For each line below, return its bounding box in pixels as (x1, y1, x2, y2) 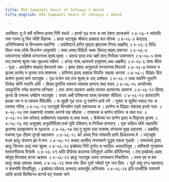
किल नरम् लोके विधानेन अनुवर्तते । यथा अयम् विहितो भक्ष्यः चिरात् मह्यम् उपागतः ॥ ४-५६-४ (5, 47, 148, 53)
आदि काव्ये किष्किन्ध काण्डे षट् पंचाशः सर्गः (5, 171, 70, 177)
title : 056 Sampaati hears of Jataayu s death (5, 7, 104, 13)
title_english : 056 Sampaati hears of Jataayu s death (5, 12, 122, 17)
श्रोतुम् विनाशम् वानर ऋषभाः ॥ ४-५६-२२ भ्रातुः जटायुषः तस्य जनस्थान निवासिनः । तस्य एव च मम (5, 154, 156, 160)
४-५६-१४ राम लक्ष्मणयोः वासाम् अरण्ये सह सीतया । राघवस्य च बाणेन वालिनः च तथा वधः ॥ (5, 109, 147, 115)
